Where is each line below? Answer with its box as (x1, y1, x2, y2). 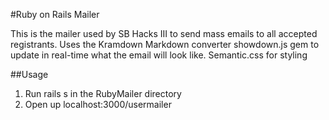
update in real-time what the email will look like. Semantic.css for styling (10, 49, 308, 61)
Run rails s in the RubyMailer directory (24, 88, 182, 99)
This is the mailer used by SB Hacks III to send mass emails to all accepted (10, 28, 318, 39)
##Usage (10, 69, 49, 80)
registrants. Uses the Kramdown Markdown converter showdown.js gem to (10, 39, 320, 50)
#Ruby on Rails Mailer (10, 9, 100, 20)
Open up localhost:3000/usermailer (24, 99, 172, 110)
